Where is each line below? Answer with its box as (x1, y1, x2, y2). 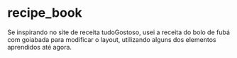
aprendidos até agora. (7, 43, 72, 51)
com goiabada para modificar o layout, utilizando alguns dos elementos (7, 35, 216, 43)
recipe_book (7, 5, 83, 21)
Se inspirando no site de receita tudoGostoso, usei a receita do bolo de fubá (7, 28, 231, 36)
